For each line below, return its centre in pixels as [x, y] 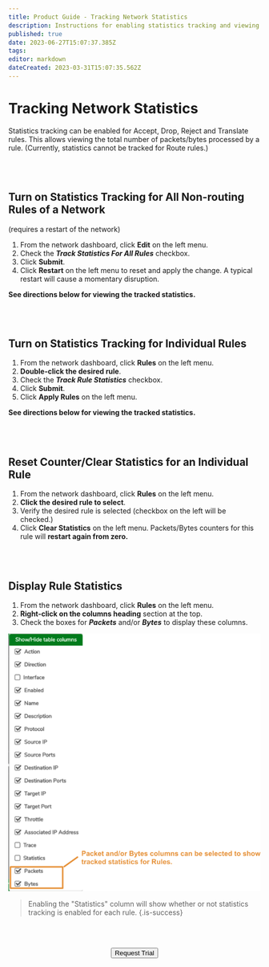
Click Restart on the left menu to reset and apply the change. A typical [136, 270]
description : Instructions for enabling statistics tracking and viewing [134, 25]
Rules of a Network [57, 210]
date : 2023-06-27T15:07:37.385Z [62, 43]
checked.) [36, 520]
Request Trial [134, 953]
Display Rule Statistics [65, 586]
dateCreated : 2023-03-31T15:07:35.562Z [75, 68]
